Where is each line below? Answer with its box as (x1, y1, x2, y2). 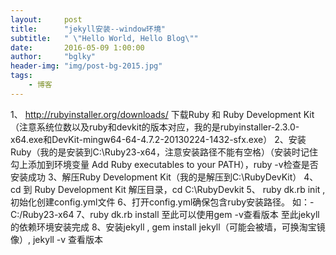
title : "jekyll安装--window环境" (10, 24, 167, 34)
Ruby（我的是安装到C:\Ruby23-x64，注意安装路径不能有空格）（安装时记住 (10, 146, 318, 158)
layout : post (10, 14, 83, 25)
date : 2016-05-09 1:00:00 (10, 42, 145, 53)
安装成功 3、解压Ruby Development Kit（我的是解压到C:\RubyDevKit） (10, 171, 302, 183)
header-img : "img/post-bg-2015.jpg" (10, 61, 163, 71)
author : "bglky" (10, 52, 97, 62)
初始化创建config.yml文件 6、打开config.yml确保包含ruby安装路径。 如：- (10, 196, 315, 208)
